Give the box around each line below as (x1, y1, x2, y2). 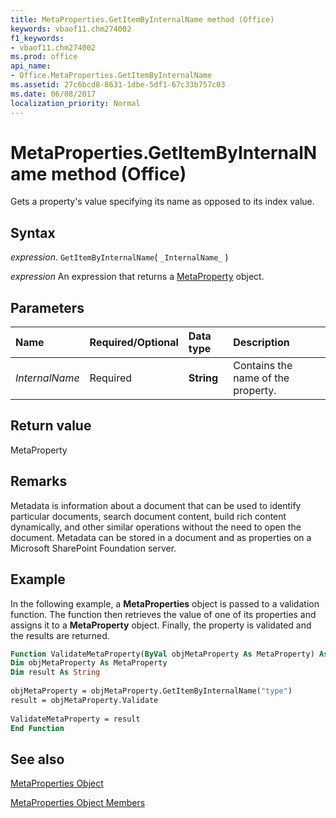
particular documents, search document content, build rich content (10, 510, 287, 522)
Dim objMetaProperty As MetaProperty (10, 658, 168, 668)
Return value (10, 417, 92, 435)
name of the (233, 371, 290, 385)
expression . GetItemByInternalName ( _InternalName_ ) (10, 251, 229, 263)
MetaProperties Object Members (10, 797, 146, 809)
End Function (10, 723, 65, 733)
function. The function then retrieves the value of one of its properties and (10, 608, 317, 620)
